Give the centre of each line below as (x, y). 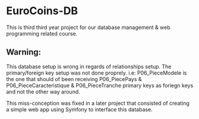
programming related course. (42, 33)
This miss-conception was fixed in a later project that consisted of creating (98, 103)
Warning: (24, 52)
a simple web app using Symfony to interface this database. (79, 109)
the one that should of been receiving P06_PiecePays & (74, 79)
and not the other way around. (43, 91)
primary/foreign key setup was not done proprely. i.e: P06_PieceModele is (97, 73)
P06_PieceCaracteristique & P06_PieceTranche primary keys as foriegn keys (100, 85)
